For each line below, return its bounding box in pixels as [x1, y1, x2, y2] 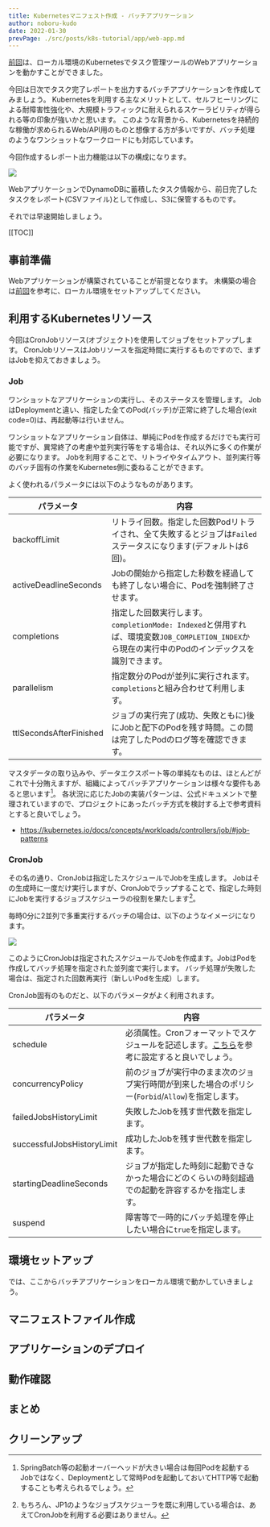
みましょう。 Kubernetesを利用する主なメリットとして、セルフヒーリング [8, 94, 252, 105]
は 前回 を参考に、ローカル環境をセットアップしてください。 [8, 286, 205, 296]
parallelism [12, 682, 54, 693]
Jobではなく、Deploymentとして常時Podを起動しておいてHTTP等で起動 [19, 1472, 259, 1482]
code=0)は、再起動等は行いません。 [8, 415, 129, 425]
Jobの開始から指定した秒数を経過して [111, 568, 255, 579]
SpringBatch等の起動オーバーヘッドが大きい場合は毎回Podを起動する [19, 1463, 251, 1472]
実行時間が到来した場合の [133, 1078, 231, 1089]
